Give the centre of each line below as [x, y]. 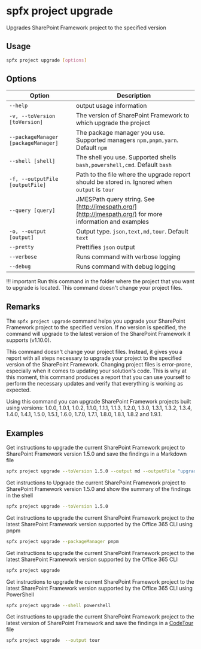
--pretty [22, 247]
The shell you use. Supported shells [126, 157]
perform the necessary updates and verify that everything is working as [95, 384]
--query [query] [32, 210]
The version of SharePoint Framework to [133, 116]
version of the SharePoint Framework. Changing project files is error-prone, [99, 365]
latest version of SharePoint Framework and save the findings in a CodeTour [100, 623]
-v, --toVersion [32, 116]
